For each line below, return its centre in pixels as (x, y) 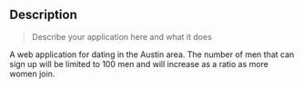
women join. (32, 73)
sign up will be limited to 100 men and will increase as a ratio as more (139, 64)
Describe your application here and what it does (121, 36)
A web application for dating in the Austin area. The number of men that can (152, 54)
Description (43, 15)
